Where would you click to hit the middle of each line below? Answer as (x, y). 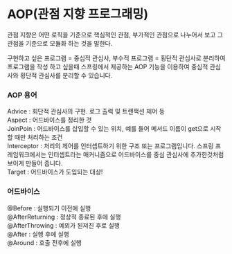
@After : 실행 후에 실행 (38, 234)
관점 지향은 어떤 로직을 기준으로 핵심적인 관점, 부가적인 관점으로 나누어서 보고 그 (115, 35)
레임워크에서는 (27, 155)
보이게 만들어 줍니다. (35, 163)
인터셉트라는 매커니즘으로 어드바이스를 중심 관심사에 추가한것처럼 (136, 155)
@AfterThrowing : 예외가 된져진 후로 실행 (63, 225)
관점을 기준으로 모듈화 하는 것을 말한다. (60, 43)
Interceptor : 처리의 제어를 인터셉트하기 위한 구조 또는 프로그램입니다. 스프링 (110, 146)
